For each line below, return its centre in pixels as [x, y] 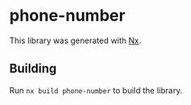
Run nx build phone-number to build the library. [96, 90]
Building [33, 69]
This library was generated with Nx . [75, 40]
